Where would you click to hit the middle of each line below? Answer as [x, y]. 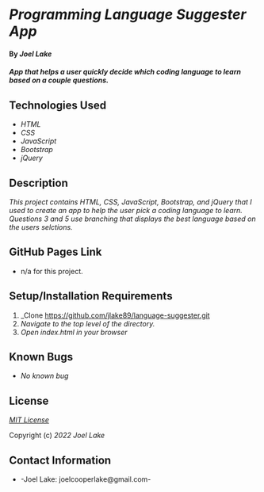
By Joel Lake [31, 54]
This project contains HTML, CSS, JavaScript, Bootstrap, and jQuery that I [130, 202]
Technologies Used [57, 105]
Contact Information [60, 460]
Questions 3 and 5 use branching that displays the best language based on [132, 219]
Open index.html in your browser [74, 332]
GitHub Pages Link [55, 252]
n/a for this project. [52, 271]
